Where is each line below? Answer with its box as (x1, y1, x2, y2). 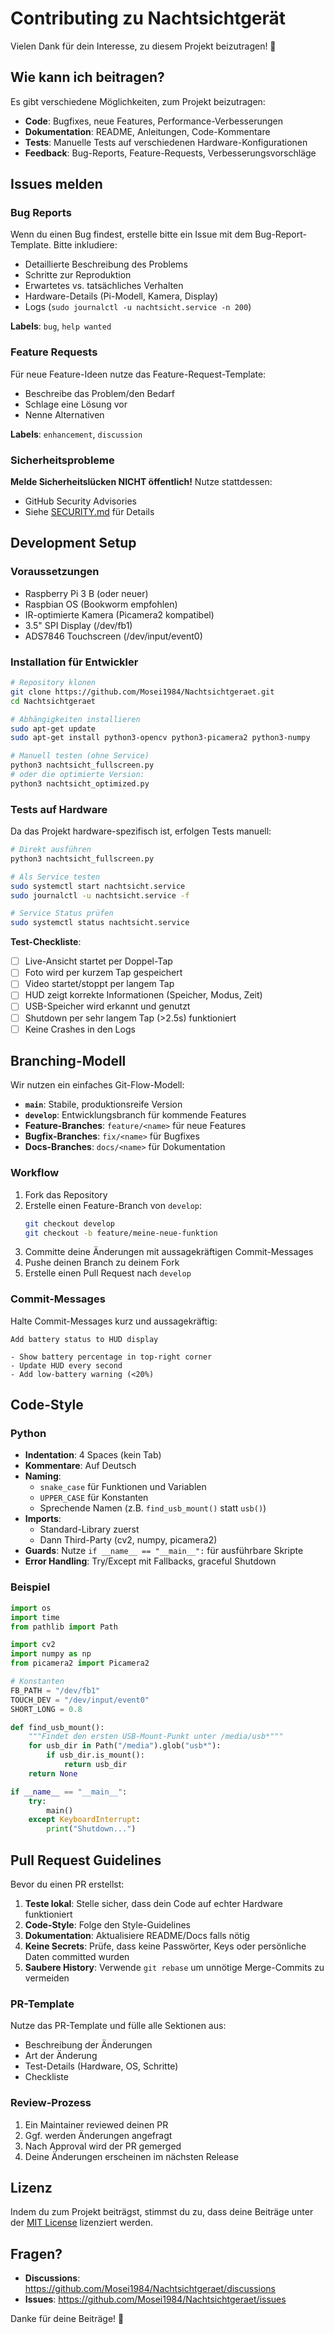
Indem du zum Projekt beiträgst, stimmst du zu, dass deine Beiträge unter (10, 2206, 314, 2218)
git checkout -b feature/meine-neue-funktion (24, 1228, 218, 1238)
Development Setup (10, 535, 137, 552)
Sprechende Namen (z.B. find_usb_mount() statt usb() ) (39, 1502, 267, 1514)
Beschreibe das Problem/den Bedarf (24, 387, 175, 399)
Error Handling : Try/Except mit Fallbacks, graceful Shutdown (24, 1555, 277, 1567)
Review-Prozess (10, 2096, 92, 2110)
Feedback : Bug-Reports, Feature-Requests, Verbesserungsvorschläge (24, 147, 317, 159)
